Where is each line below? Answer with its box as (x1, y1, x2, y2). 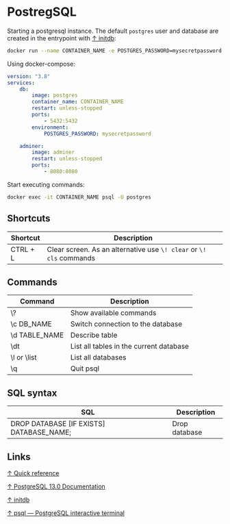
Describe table (71, 330, 118, 340)
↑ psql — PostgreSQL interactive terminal (7, 509, 125, 517)
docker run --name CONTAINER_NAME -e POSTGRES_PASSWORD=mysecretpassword (7, 47, 222, 54)
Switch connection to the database (71, 319, 183, 329)
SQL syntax (7, 387, 57, 399)
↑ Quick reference (7, 469, 60, 477)
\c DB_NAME (10, 319, 53, 329)
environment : (31, 124, 69, 131)
